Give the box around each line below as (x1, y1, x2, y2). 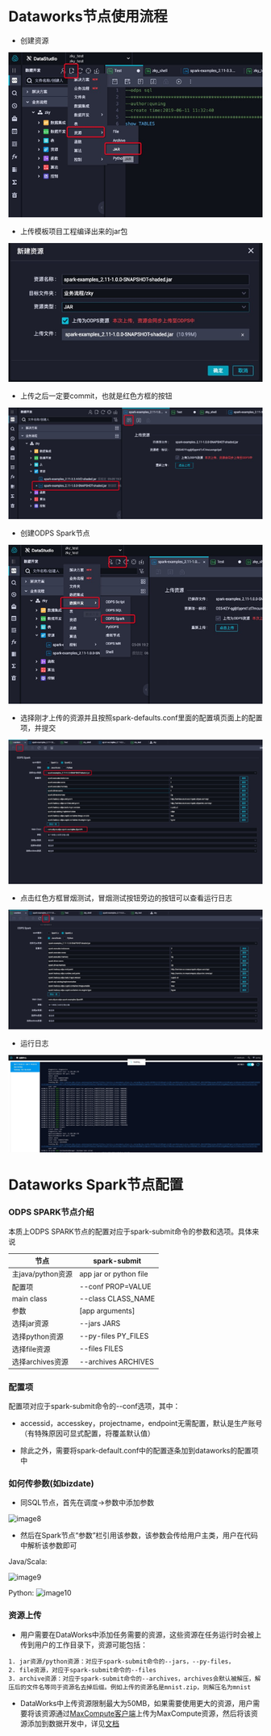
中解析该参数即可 (19, 1541, 77, 1550)
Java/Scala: (8, 1557, 48, 1566)
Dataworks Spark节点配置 (8, 1176, 184, 1194)
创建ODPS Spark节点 (19, 528, 90, 538)
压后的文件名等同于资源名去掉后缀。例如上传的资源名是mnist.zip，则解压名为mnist (8, 1683, 252, 1692)
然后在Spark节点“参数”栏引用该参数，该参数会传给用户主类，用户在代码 (19, 1531, 258, 1541)
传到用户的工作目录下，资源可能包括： (19, 1640, 148, 1650)
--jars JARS (79, 1318, 121, 1328)
